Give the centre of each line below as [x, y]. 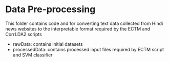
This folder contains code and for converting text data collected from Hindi [84, 23]
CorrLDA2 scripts [24, 34]
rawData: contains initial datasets [48, 44]
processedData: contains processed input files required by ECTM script [88, 49]
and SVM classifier [33, 55]
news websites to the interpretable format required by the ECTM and [78, 28]
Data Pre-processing [50, 9]
